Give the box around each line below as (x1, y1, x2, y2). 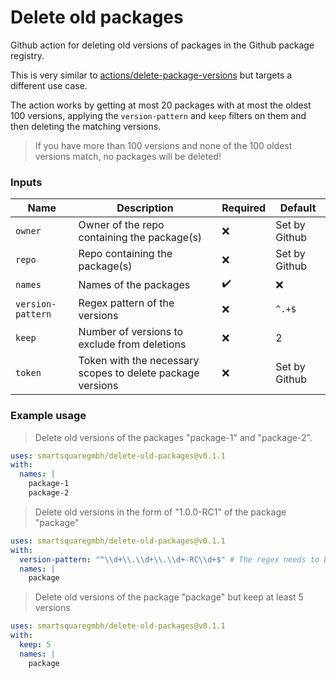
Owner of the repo (78, 218, 165, 232)
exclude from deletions (78, 337, 187, 351)
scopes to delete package (78, 366, 200, 380)
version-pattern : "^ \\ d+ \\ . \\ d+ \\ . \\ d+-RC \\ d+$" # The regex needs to (19, 554, 320, 565)
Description (116, 201, 174, 215)
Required (221, 201, 267, 215)
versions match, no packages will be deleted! (34, 150, 222, 162)
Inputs (10, 175, 43, 189)
